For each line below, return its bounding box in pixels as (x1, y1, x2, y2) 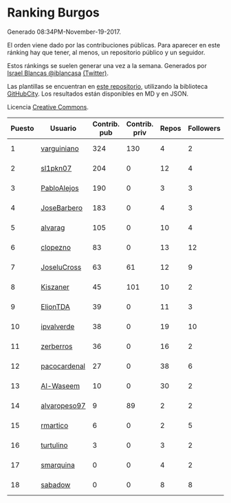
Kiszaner (41, 282, 70, 292)
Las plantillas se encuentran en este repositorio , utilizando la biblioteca (7, 82, 208, 90)
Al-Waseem (41, 381, 80, 390)
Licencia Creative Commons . (7, 103, 89, 111)
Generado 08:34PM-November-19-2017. (7, 28, 122, 36)
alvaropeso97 (41, 400, 86, 410)
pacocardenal (41, 361, 86, 371)
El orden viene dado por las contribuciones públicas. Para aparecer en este (7, 41, 221, 49)
